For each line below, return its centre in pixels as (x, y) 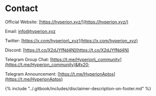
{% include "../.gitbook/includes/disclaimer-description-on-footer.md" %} (78, 88)
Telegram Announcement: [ (32, 74)
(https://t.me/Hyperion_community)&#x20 (47, 64)
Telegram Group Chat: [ (28, 59)
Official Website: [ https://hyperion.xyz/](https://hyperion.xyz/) (67, 22)
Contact (21, 8)
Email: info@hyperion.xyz (30, 31)
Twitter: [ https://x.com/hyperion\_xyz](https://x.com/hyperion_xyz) (71, 40)
